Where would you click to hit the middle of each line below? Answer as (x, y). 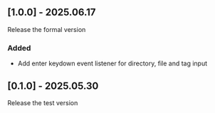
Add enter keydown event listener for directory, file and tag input (112, 63)
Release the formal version (47, 29)
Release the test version (43, 102)
